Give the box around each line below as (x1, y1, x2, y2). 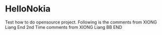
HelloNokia (5, 3, 51, 14)
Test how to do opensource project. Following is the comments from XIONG (5, 19, 157, 25)
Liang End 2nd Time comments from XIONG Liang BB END (5, 24, 122, 30)
